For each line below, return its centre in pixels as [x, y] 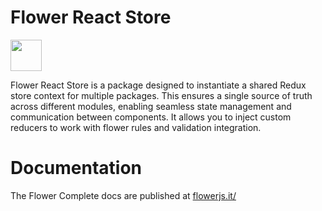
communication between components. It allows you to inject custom [151, 117]
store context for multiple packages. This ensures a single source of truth [161, 95]
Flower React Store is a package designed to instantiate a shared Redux [158, 85]
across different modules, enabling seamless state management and [151, 106]
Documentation [76, 168]
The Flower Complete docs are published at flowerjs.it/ [123, 195]
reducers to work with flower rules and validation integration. [136, 127]
